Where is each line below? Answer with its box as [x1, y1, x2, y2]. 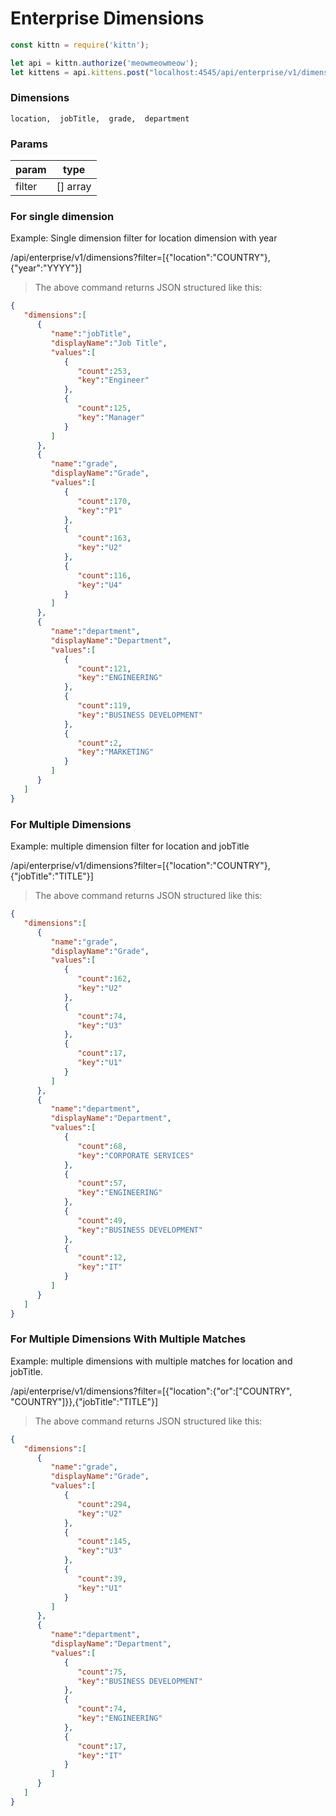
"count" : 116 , [77, 570, 132, 581]
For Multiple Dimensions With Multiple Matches [10, 1332, 247, 1346]
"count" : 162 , [77, 974, 132, 984]
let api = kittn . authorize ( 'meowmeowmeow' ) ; [10, 58, 199, 68]
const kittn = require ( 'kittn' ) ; [10, 40, 150, 50]
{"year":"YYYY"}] [10, 262, 83, 274]
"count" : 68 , [77, 1141, 128, 1151]
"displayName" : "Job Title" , [50, 338, 168, 348]
